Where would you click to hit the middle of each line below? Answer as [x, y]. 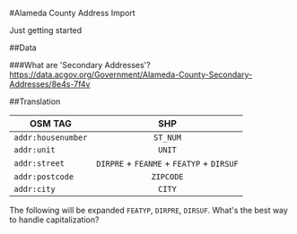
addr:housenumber [51, 138]
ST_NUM [168, 138]
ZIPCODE [167, 177]
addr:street [39, 164]
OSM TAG [51, 123]
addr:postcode [44, 177]
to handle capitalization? [54, 220]
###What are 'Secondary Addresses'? [80, 65]
